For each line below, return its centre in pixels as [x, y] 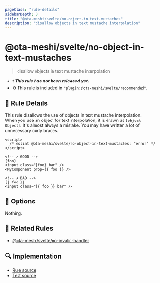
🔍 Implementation [33, 256]
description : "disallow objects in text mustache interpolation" [72, 23]
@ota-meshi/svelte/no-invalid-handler [50, 240]
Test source [24, 276]
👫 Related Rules [29, 229]
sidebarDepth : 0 [21, 14]
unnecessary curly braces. [32, 131]
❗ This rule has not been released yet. [50, 81]
